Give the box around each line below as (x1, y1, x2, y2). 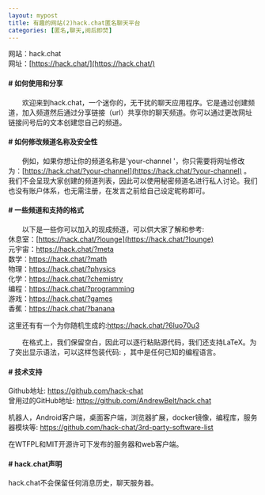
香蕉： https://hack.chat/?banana (8, 303, 115, 313)
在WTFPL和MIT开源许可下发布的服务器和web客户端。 (8, 440, 184, 449)
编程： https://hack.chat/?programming (8, 284, 134, 293)
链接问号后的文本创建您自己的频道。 (8, 117, 127, 127)
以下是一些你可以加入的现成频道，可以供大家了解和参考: (22, 224, 205, 234)
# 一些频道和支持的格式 (8, 205, 85, 215)
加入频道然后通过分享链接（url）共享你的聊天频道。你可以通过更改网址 (21, 108, 253, 117)
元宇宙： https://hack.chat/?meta (8, 244, 115, 253)
